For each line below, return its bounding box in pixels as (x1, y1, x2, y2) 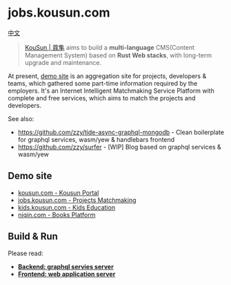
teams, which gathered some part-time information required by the (8, 79, 198, 87)
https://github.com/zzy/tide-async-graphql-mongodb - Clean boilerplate (17, 128, 225, 136)
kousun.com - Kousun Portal (17, 188, 99, 196)
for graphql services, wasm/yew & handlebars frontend (17, 135, 175, 143)
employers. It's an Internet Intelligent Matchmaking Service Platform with (8, 86, 214, 95)
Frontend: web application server (17, 270, 116, 278)
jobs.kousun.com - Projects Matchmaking (17, 196, 137, 204)
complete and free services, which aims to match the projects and (8, 93, 196, 102)
